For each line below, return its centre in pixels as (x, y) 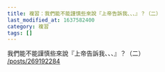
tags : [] (20, 33)
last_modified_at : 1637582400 (51, 20)
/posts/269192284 (34, 61)
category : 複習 (28, 26)
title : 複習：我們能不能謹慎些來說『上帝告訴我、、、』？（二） (84, 13)
